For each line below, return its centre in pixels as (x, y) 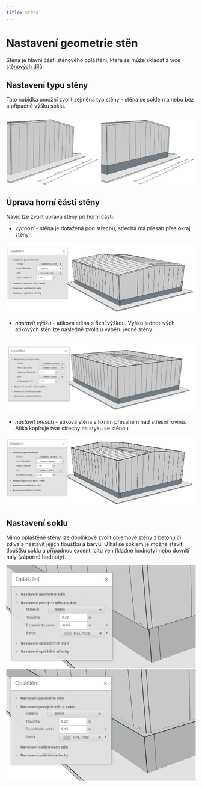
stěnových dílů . (25, 66)
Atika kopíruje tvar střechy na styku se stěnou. (72, 428)
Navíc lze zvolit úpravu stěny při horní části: (60, 217)
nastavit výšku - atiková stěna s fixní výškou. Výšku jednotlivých (95, 323)
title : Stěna (23, 13)
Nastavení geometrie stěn (72, 43)
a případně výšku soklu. (36, 106)
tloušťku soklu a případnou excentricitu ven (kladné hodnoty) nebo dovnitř (98, 551)
